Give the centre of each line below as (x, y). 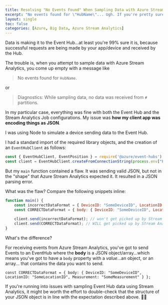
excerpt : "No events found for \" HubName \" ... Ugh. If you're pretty (79, 14)
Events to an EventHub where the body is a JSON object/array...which (77, 253)
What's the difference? (29, 238)
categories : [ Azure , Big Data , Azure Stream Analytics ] (64, 28)
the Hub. (14, 53)
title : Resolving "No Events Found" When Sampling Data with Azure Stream (85, 10)
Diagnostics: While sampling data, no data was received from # (82, 97)
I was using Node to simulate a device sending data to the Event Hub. (77, 132)
